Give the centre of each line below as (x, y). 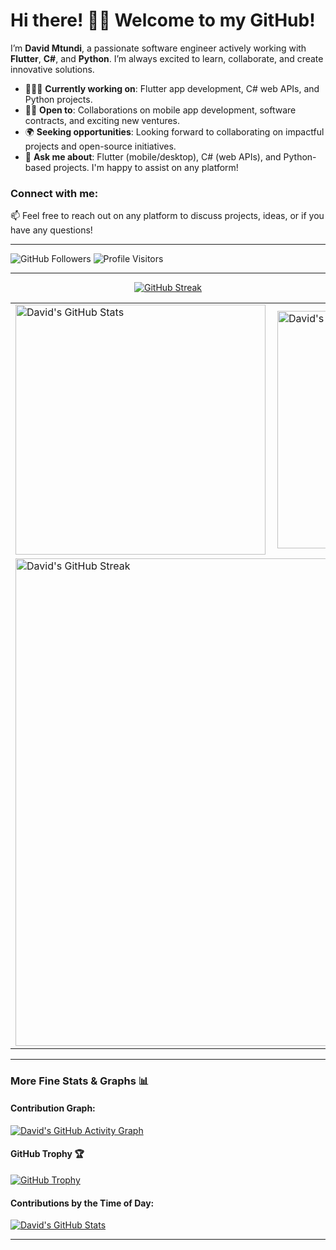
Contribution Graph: (53, 1108)
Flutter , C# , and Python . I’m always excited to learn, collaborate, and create (167, 58)
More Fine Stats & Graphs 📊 (80, 1081)
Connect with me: (54, 193)
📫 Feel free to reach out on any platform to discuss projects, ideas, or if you (167, 216)
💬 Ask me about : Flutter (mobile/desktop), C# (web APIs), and (153, 156)
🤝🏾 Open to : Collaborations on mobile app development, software (160, 110)
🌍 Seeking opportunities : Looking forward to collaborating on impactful (174, 131)
